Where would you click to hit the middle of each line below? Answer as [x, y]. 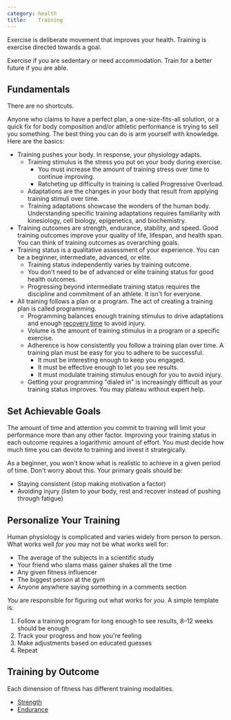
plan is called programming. [57, 309]
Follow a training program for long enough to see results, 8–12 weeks [115, 621]
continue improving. [66, 177]
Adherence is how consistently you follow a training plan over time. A [125, 345]
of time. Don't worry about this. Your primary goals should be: [95, 471]
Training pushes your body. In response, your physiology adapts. [109, 155]
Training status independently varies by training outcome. [109, 265]
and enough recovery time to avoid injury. [87, 323]
